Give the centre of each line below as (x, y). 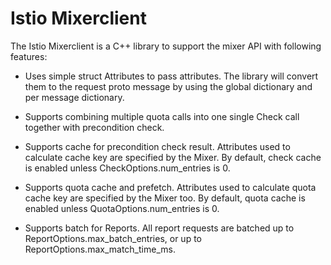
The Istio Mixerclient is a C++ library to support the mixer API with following (166, 46)
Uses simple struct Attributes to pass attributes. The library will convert (171, 76)
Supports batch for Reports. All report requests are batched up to (159, 228)
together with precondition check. (94, 127)
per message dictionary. (74, 97)
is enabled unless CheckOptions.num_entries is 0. (127, 168)
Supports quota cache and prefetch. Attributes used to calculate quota (170, 187)
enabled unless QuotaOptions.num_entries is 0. (122, 208)
